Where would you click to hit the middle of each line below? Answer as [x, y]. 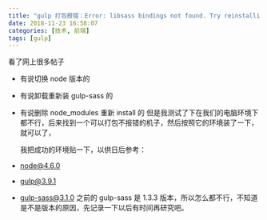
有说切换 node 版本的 [55, 79]
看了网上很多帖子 [36, 62]
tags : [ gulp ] [30, 38]
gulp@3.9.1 [38, 182]
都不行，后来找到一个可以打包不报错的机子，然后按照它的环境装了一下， [139, 123]
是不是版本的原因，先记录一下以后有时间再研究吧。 [104, 208]
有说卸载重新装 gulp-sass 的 [66, 96]
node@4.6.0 [40, 166]
